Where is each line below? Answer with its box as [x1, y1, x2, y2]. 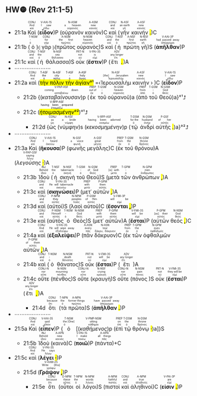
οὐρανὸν [61, 29, 84, 36]
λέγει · [39, 354, 57, 361]
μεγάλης [87, 144, 109, 151]
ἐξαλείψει [49, 232, 75, 239]
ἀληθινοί [130, 383, 152, 390]
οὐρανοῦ [107, 93, 130, 101]
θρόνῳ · [132, 325, 152, 332]
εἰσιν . [161, 383, 177, 390]
